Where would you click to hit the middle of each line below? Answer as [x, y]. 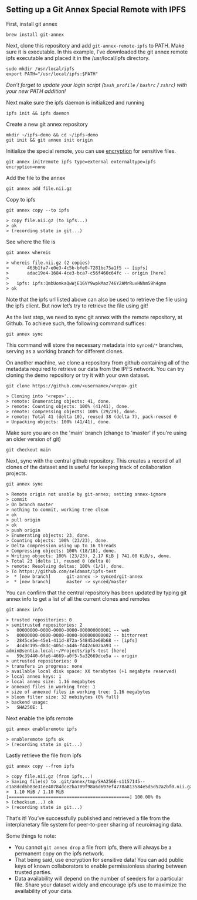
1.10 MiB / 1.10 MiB [39, 792]
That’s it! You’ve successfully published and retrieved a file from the [88, 818]
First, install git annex [32, 24]
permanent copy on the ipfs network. [59, 853]
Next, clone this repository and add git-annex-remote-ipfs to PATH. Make [95, 45]
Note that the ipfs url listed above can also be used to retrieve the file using [97, 299]
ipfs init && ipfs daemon [38, 113]
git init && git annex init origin [50, 140]
